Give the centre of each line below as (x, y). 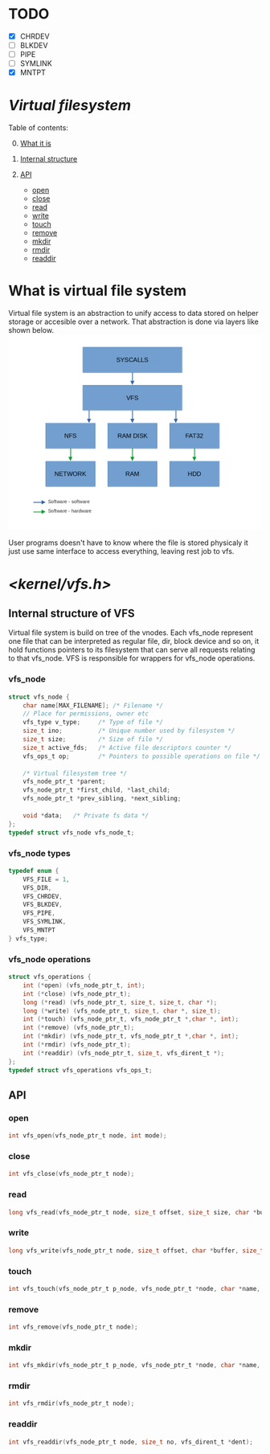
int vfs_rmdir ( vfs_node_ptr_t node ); (72, 1403)
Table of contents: (38, 128)
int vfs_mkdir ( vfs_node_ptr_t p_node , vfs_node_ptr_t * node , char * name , (135, 1366)
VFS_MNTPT (39, 930)
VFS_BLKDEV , (43, 905)
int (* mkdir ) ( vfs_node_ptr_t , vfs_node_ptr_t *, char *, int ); (131, 1036)
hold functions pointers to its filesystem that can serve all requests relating (132, 650)
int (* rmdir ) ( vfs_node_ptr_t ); (77, 1045)
